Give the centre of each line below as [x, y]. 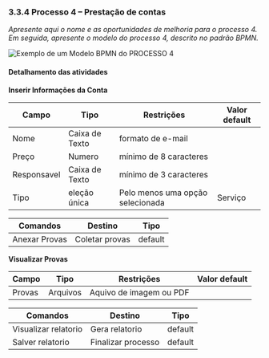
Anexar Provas [40, 239]
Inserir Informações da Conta [58, 90]
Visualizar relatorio [47, 329]
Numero [83, 157]
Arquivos [65, 292]
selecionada [142, 202]
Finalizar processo [125, 342]
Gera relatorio [116, 329]
